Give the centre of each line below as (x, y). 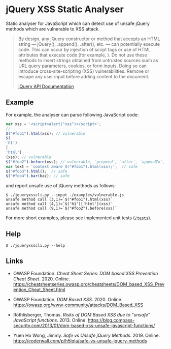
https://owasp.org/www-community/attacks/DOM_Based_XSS (78, 305)
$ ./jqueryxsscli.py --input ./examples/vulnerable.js (65, 195)
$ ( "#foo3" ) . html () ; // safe (37, 171)
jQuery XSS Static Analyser (65, 9)
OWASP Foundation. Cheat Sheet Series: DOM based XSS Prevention (85, 273)
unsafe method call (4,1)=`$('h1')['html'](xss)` (59, 204)
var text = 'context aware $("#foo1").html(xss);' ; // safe (72, 166)
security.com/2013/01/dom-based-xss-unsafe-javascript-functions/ (84, 325)
